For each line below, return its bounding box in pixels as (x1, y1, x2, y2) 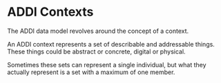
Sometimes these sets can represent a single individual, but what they (7, 60, 206, 69)
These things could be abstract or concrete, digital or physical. (7, 47, 186, 56)
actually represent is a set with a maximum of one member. (7, 68, 175, 76)
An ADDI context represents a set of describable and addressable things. (7, 40, 215, 48)
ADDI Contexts (7, 4, 94, 20)
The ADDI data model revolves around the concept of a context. (7, 27, 189, 35)
